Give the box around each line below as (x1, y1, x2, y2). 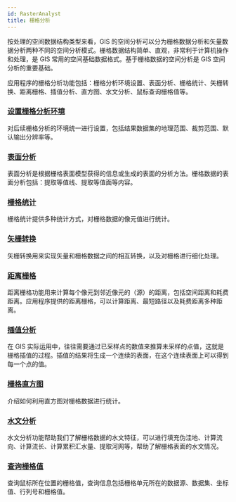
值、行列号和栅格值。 (7, 487, 69, 496)
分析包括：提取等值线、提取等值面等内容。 (13, 178, 137, 187)
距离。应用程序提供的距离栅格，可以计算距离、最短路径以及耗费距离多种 (7, 296, 216, 305)
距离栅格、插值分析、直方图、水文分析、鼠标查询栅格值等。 (19, 87, 192, 96)
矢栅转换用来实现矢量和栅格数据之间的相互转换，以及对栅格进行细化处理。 (7, 251, 223, 260)
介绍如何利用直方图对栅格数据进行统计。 (7, 396, 124, 405)
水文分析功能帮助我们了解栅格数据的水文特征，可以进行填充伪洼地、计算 (7, 433, 216, 441)
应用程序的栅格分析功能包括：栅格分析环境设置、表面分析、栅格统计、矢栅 (7, 78, 223, 87)
